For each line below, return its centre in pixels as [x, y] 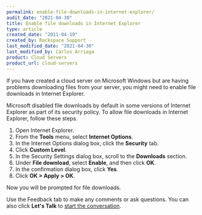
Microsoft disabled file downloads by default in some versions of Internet [99, 105]
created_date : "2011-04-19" [42, 35]
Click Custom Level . [41, 150]
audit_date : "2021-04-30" [39, 18]
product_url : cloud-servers [42, 63]
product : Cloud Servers [37, 57]
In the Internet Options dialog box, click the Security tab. [87, 143]
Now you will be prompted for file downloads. [64, 188]
